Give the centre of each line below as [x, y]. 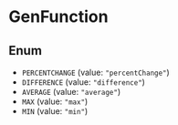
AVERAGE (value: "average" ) [71, 92]
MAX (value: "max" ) [55, 101]
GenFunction [58, 17]
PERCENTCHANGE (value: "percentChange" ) [95, 72]
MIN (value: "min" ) [55, 111]
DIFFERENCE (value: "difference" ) [83, 82]
